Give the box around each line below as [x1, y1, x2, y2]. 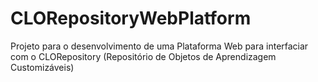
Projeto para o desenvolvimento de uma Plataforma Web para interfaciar [10, 40, 309, 52]
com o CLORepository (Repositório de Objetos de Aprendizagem [10, 50, 277, 62]
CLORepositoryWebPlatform [10, 7, 252, 30]
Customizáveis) [10, 61, 75, 73]
